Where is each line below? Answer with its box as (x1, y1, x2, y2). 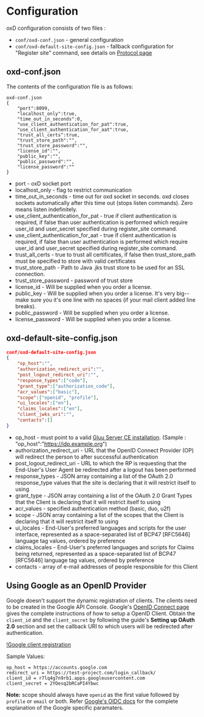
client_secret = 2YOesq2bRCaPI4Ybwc (6, 680, 99, 687)
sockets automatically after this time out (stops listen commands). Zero (15, 199, 193, 206)
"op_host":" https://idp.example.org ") (15, 440, 107, 448)
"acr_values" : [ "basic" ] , (17, 389, 80, 395)
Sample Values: (6, 653, 46, 660)
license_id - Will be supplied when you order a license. (15, 283, 152, 290)
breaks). (15, 302, 36, 310)
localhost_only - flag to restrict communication (15, 186, 132, 193)
